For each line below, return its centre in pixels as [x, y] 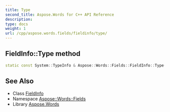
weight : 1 [16, 29]
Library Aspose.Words [36, 104]
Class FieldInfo [28, 93]
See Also [19, 81]
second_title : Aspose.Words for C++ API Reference [60, 15]
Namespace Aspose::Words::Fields [49, 98]
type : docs [17, 24]
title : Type [18, 10]
